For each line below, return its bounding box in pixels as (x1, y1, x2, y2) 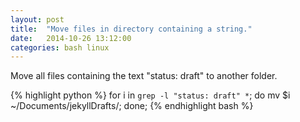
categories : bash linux (10, 42, 110, 53)
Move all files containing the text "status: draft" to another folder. (10, 70, 278, 82)
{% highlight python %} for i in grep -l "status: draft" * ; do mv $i (10, 89, 291, 101)
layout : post (10, 14, 65, 25)
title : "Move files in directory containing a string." (10, 24, 253, 34)
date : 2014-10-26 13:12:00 (10, 33, 132, 43)
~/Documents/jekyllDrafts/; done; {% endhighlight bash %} (10, 100, 254, 112)
